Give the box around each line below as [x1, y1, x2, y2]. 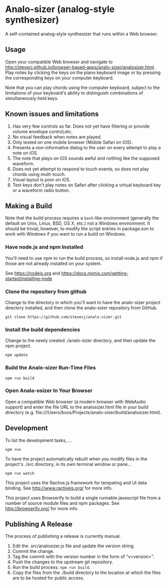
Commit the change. [12, 548, 55, 554]
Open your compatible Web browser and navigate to [5, 59, 113, 65]
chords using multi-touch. [12, 171, 66, 177]
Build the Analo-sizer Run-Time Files [5, 364, 96, 371]
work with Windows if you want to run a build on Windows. [5, 231, 126, 237]
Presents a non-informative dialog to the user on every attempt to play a [12, 144, 161, 150]
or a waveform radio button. [12, 187, 70, 193]
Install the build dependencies [5, 326, 80, 333]
